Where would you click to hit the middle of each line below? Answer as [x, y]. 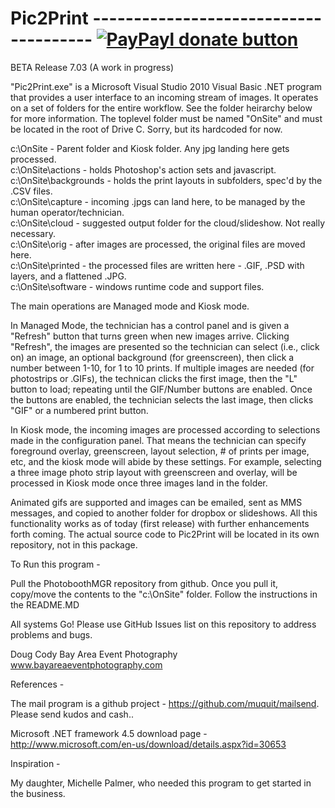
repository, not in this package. [74, 544]
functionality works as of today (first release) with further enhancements [160, 523]
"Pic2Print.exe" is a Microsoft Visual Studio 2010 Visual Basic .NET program [166, 86]
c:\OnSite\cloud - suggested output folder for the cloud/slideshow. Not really [168, 223]
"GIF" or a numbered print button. [79, 410]
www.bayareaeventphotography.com [86, 664]
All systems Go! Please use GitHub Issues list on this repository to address [163, 624]
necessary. [33, 233]
